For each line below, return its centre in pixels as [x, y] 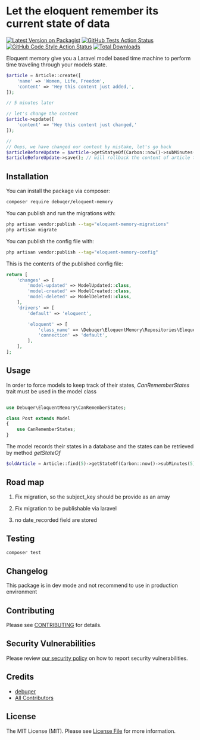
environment [22, 592]
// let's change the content [42, 114]
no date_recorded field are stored [56, 520]
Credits [20, 677]
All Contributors [34, 698]
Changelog [27, 571]
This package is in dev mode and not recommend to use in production [92, 585]
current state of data [58, 24]
